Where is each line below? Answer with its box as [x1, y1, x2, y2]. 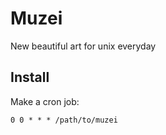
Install [10, 69, 50, 86]
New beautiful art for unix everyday [10, 40, 157, 52]
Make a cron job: [10, 95, 80, 107]
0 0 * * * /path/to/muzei [10, 115, 118, 125]
